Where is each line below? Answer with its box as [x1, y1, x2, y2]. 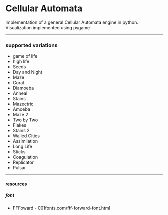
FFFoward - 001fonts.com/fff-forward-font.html [12, 205, 110, 211]
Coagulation [12, 154, 38, 160]
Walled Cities [12, 133, 40, 139]
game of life [12, 53, 38, 59]
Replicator [12, 159, 34, 165]
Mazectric [12, 101, 34, 107]
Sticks [12, 149, 26, 155]
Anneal [12, 90, 28, 96]
